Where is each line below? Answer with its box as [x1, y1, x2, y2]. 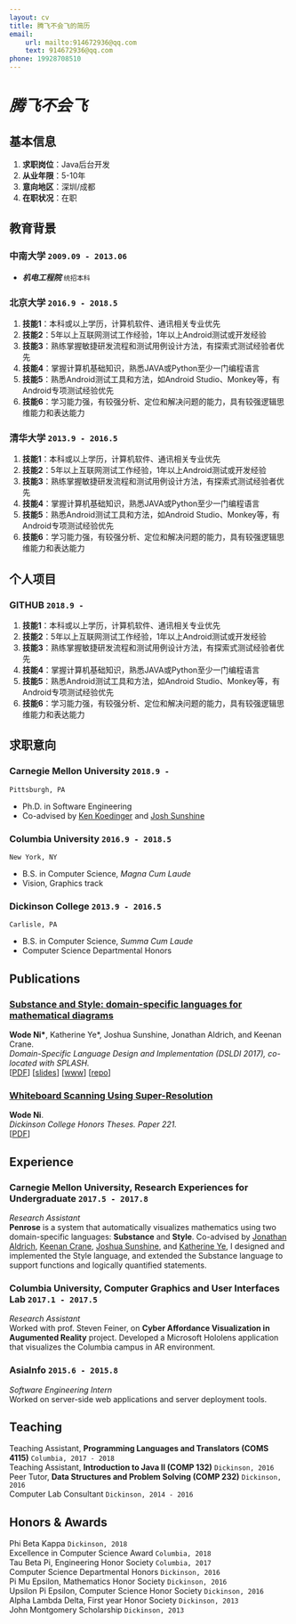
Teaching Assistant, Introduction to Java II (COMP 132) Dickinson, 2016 [9, 1462, 275, 1473]
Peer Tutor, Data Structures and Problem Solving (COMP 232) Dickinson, [9, 1472, 282, 1482]
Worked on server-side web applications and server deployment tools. [9, 1393, 268, 1404]
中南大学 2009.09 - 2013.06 [9, 250, 127, 263]
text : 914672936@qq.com [25, 46, 114, 55]
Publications [9, 971, 81, 986]
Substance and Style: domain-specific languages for [9, 998, 243, 1010]
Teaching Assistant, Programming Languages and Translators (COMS [9, 1443, 269, 1454]
